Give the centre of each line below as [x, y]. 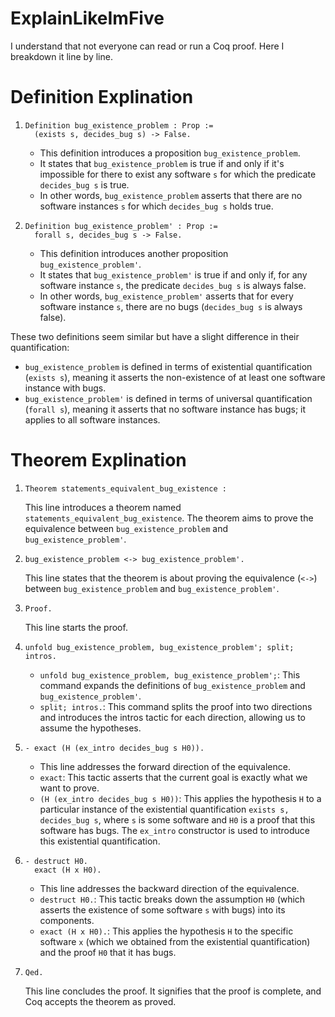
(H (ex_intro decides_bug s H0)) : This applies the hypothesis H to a [180, 798]
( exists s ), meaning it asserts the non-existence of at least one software [175, 377]
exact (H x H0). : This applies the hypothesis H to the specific [166, 931]
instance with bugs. [65, 388]
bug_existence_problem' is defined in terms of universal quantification [168, 398]
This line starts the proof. [76, 627]
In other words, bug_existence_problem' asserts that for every [166, 296]
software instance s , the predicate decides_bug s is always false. [173, 285]
